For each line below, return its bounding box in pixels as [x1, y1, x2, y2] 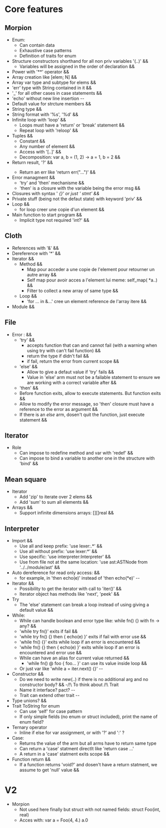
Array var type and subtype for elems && [11, 79, 96, 85]
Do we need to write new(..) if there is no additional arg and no [19, 676, 148, 682]
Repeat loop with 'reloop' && [19, 127, 78, 133]
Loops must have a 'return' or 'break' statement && [19, 122, 125, 128]
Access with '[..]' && [19, 149, 61, 155]
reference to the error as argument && [19, 406, 98, 412]
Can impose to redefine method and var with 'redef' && [19, 450, 133, 456]
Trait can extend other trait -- [19, 693, 80, 699]
